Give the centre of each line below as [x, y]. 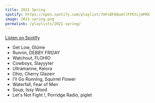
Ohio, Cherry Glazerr [34, 74]
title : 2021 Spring [25, 10]
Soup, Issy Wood [30, 90]
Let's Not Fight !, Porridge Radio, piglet [52, 95]
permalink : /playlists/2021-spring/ [43, 24]
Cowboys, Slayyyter [33, 63]
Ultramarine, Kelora [32, 69]
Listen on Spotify [23, 38]
